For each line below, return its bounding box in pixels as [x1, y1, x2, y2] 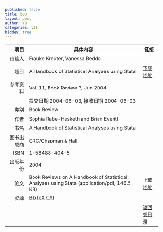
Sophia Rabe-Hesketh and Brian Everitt [29, 115, 119, 122]
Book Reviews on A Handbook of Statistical [29, 174, 128, 180]
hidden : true [5, 30, 32, 35]
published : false [5, 7, 40, 12]
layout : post [5, 16, 32, 21]
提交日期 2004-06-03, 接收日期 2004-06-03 [29, 98, 136, 104]
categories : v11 [5, 25, 38, 30]
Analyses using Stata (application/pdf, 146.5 [29, 180, 131, 186]
